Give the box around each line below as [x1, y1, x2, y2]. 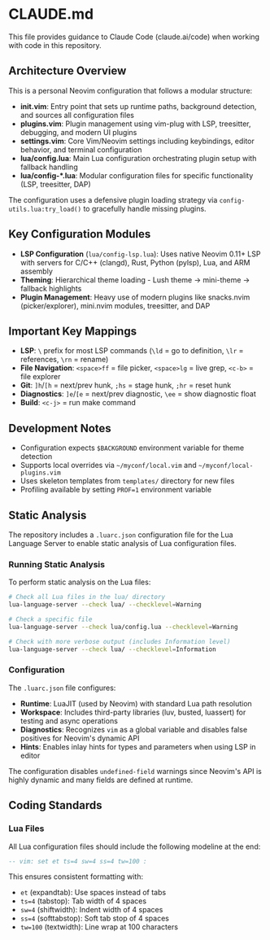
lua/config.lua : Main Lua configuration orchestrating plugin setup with [20, 153, 257, 163]
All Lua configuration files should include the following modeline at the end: [8, 842, 261, 851]
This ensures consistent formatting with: [8, 872, 144, 881]
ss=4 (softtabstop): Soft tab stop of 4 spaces [20, 913, 169, 924]
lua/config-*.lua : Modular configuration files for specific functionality [20, 170, 254, 180]
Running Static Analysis [8, 558, 106, 570]
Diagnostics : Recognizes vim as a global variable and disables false [20, 724, 248, 734]
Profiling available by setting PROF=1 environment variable [20, 485, 212, 495]
